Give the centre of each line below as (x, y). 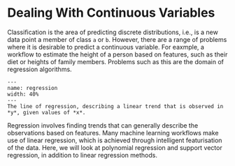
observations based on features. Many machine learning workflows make (113, 133)
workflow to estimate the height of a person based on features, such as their (117, 54)
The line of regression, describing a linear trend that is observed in (115, 106)
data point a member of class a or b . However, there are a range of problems (117, 39)
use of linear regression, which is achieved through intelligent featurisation (115, 140)
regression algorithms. (40, 69)
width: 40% (23, 94)
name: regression (33, 88)
